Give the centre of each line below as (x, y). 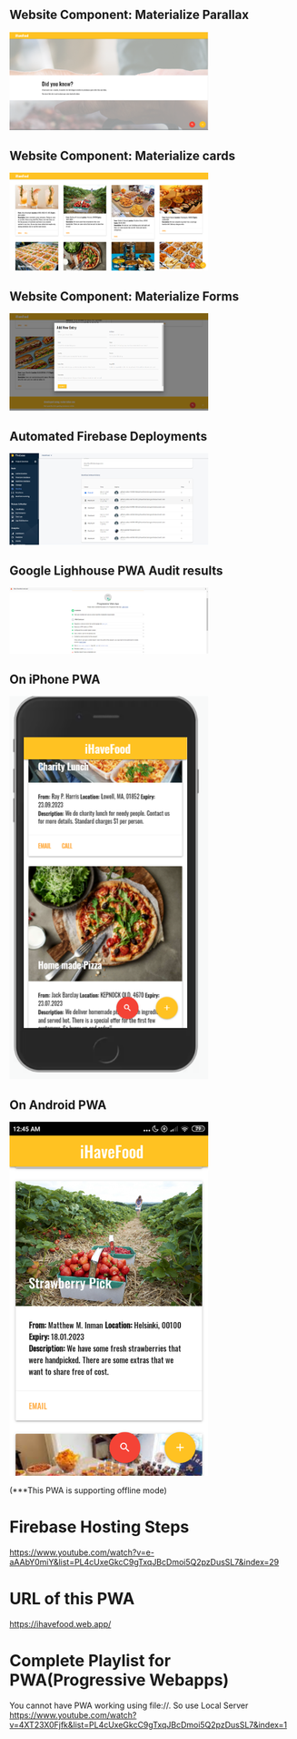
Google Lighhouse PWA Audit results (116, 570)
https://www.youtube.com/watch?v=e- (82, 1552)
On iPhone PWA (55, 679)
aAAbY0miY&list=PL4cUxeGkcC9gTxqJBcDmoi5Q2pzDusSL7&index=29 (144, 1562)
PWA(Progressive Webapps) (119, 1680)
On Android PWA (58, 1105)
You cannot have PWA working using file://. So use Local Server (129, 1705)
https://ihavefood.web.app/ (60, 1624)
